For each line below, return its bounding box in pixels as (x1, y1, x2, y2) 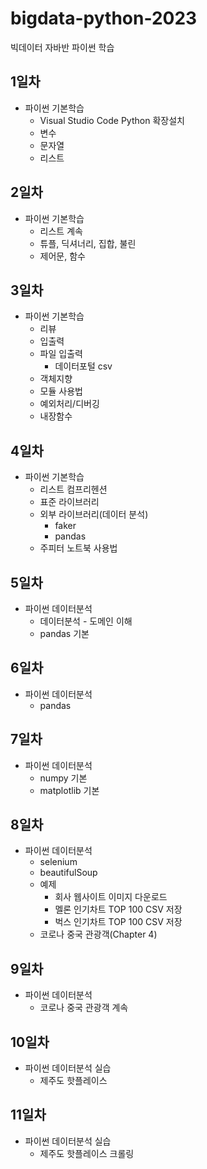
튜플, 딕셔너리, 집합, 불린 (39, 237, 137, 249)
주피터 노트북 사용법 (39, 542, 118, 554)
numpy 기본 (39, 772, 88, 784)
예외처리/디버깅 (39, 398, 100, 410)
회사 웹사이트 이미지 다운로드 (54, 891, 168, 903)
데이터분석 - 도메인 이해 (39, 615, 133, 627)
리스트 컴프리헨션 (39, 483, 108, 496)
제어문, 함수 (39, 250, 86, 262)
